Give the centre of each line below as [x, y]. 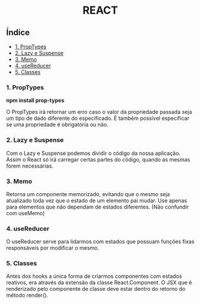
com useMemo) [25, 213]
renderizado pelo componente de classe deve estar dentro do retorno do [96, 289]
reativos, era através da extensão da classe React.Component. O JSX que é [99, 283]
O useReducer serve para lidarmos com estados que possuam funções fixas [100, 241]
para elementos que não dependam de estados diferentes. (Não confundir [98, 207]
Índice [18, 32]
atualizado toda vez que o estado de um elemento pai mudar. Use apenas [97, 200]
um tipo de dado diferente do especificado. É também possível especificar [98, 118]
